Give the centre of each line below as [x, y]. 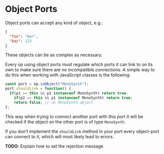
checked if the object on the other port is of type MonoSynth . [66, 121]
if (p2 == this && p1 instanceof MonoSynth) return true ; [73, 98]
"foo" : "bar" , [24, 36]
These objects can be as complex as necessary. [54, 55]
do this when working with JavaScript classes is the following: [68, 75]
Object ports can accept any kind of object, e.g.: [54, 23]
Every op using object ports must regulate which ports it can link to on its [79, 65]
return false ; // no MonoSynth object [54, 102]
